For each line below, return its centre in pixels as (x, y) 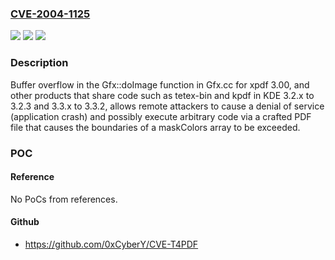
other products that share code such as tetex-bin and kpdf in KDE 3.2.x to (162, 95)
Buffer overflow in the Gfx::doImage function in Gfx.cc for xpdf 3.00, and (160, 84)
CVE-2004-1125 (50, 14)
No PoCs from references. (64, 199)
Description (39, 63)
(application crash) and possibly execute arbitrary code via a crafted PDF (161, 116)
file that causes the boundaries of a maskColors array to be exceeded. (155, 127)
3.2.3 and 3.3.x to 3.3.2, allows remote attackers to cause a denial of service (167, 106)
